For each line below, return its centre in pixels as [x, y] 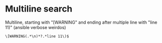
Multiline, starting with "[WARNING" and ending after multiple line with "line [81, 22]
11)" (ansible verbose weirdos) [36, 27]
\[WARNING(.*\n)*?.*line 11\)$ [37, 36]
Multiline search [39, 9]
